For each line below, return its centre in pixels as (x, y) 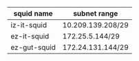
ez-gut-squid (33, 47)
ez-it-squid (30, 36)
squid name (33, 13)
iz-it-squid (29, 25)
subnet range (96, 13)
